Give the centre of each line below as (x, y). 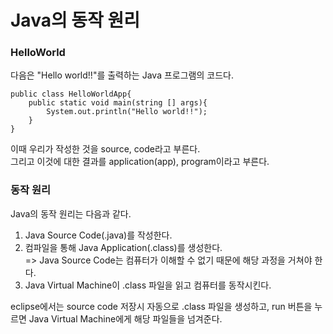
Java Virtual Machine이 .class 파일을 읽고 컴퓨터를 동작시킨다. (148, 285)
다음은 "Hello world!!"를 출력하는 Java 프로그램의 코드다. (122, 75)
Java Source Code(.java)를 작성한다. (98, 235)
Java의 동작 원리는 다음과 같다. (71, 213)
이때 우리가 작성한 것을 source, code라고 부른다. (105, 149)
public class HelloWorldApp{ (71, 94)
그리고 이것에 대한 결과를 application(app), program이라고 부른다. (140, 162)
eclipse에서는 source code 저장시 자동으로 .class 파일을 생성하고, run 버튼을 (161, 306)
